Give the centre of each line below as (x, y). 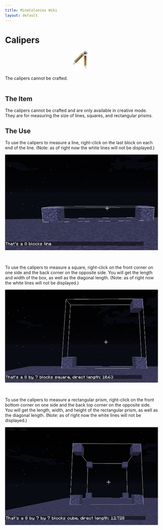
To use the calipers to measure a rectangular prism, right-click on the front (80, 400)
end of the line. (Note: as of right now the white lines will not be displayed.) (80, 148)
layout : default (21, 15)
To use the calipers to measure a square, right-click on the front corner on (79, 268)
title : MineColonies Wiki (31, 10)
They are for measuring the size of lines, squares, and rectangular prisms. (79, 116)
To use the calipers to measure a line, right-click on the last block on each (79, 143)
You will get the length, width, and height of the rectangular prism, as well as (81, 410)
